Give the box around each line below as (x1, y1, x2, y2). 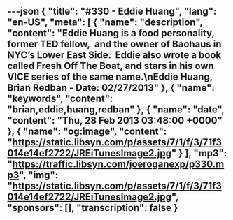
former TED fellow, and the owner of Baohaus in (7, 38, 222, 50)
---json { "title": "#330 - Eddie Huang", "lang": (7, 6, 217, 17)
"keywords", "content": (7, 93, 113, 105)
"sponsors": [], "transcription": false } (7, 202, 178, 214)
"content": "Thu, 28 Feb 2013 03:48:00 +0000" (7, 115, 223, 126)
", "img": (18, 169, 59, 181)
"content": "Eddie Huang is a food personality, (7, 27, 215, 39)
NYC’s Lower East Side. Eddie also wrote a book (7, 49, 222, 61)
